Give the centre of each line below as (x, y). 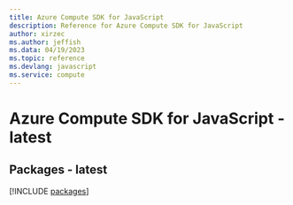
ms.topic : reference (47, 58)
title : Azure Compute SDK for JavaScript (87, 17)
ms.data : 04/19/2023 (47, 50)
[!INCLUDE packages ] (49, 191)
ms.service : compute (47, 75)
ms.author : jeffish (45, 42)
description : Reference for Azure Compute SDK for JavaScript (126, 26)
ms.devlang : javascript (53, 67)
